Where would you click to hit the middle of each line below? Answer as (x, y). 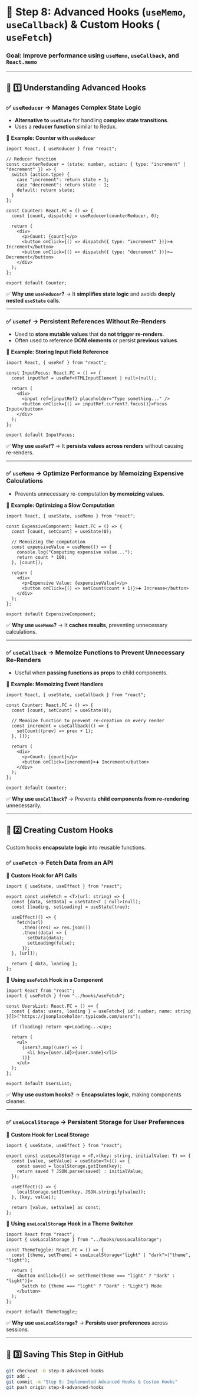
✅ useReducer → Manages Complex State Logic (74, 107)
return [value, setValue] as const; (56, 1208)
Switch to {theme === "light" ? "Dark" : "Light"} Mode (92, 1286)
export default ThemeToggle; (42, 1312)
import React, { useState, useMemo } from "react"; (71, 516)
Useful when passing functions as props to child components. (91, 673)
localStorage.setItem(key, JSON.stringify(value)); (81, 1192)
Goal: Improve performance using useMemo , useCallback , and (93, 55)
